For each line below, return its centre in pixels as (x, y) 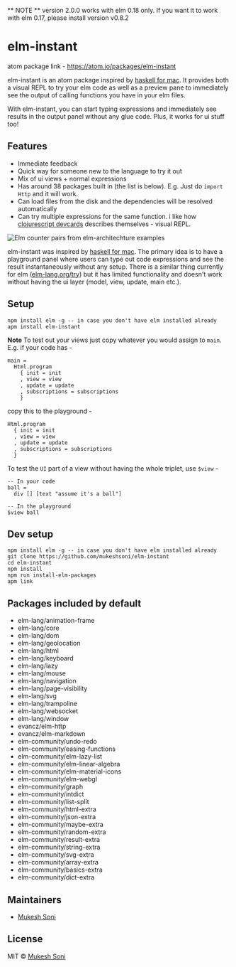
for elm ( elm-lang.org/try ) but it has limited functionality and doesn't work (115, 274)
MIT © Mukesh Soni (36, 956)
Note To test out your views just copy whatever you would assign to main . (114, 340)
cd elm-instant (30, 563)
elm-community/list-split (54, 802)
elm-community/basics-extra (60, 870)
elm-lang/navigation (47, 681)
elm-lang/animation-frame (56, 621)
